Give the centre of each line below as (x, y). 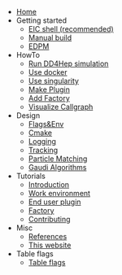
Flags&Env (46, 124)
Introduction (49, 185)
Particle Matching (58, 159)
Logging (42, 141)
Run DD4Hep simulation (68, 63)
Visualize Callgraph (61, 107)
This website (50, 245)
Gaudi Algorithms (57, 167)
